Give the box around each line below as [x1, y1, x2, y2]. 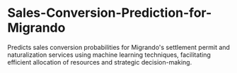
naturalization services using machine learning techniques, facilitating [7, 51, 211, 59]
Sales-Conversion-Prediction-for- [7, 5, 212, 21]
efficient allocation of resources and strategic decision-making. [7, 58, 192, 66]
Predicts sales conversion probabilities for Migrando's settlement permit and [7, 43, 230, 51]
